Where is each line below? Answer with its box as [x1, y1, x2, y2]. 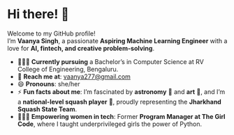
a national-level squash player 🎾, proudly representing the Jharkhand [17, 97, 221, 106]
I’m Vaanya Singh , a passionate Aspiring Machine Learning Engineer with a [7, 36, 228, 45]
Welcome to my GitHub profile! [7, 29, 96, 38]
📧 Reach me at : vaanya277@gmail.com [17, 72, 131, 81]
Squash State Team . [17, 104, 78, 113]
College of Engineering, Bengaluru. [17, 65, 119, 73]
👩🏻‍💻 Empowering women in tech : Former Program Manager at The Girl [17, 112, 226, 120]
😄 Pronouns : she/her [17, 79, 80, 88]
